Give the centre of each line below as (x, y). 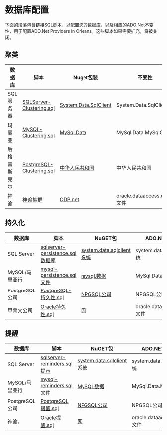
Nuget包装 (85, 77)
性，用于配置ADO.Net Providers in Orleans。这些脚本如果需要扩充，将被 (79, 31)
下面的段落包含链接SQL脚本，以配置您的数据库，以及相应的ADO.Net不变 (79, 25)
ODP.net (69, 199)
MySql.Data (73, 132)
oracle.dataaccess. (139, 196)
